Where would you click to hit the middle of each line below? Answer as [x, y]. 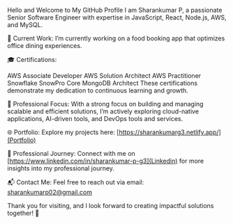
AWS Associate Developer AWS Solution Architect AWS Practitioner [104, 75]
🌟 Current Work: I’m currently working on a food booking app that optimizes [116, 38]
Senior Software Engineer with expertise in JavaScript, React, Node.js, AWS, [117, 17]
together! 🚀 [23, 213]
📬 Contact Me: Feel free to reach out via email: [76, 182]
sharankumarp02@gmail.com [50, 192]
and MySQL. [25, 25]
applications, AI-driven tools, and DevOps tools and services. [95, 119]
